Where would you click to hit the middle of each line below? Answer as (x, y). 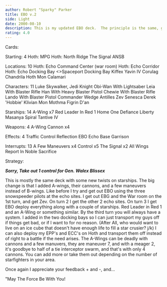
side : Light (17, 19)
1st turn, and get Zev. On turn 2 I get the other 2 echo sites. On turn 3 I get (81, 201)
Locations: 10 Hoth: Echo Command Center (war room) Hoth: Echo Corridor (83, 66)
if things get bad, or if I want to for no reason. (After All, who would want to (82, 223)
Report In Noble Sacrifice (31, 151)
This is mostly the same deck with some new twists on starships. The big (80, 180)
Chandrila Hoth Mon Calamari (36, 77)
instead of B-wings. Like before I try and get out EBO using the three (75, 191)
